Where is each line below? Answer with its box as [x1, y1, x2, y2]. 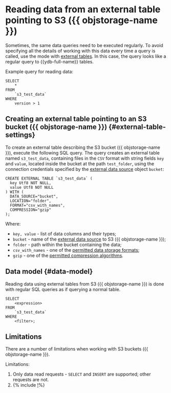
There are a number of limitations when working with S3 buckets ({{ [5, 346, 148, 352]
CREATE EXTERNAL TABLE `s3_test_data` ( [5, 176, 93, 181]
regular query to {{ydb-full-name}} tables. [5, 58, 94, 64]
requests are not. [12, 377, 49, 383]
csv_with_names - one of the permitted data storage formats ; [12, 247, 140, 253]
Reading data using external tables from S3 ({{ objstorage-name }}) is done [5, 280, 164, 287]
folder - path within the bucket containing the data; [12, 242, 122, 248]
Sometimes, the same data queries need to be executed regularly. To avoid [5, 42, 163, 48]
